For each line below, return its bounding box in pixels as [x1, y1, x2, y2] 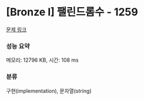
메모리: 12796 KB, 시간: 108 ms [6, 56, 79, 64]
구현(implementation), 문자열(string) [6, 87, 92, 94]
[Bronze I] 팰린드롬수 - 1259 [6, 5, 138, 19]
